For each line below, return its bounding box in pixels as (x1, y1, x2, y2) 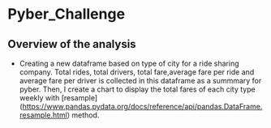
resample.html (19, 110, 68, 120)
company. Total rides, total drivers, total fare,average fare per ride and (19, 67, 255, 77)
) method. (67, 110, 100, 120)
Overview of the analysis (7, 37, 136, 51)
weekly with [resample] (19, 93, 98, 102)
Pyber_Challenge (7, 5, 126, 23)
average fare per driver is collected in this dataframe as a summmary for (19, 76, 262, 85)
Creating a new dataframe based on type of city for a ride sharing (19, 58, 239, 68)
